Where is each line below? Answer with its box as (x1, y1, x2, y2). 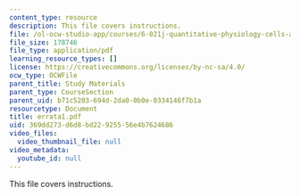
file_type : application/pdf (9, 46, 114, 55)
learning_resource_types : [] (9, 54, 118, 63)
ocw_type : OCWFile (9, 71, 78, 80)
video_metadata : (9, 145, 70, 154)
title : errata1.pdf (9, 112, 82, 121)
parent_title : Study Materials (9, 79, 126, 88)
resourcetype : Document (9, 104, 98, 113)
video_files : (9, 129, 58, 138)
